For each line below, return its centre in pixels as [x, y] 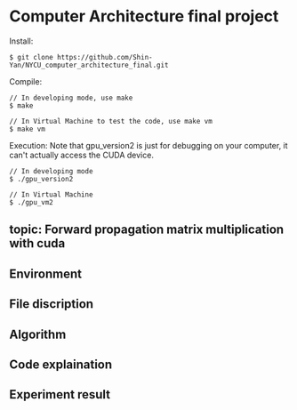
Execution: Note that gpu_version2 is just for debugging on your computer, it [148, 145]
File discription [52, 304]
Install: [21, 41]
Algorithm [38, 334]
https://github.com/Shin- [104, 57]
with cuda [37, 243]
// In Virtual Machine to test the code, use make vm [111, 121]
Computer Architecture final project [144, 16]
